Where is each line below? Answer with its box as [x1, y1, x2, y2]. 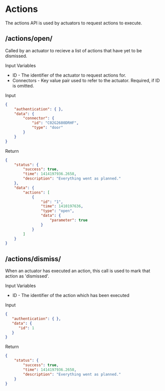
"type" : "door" [31, 125, 64, 130]
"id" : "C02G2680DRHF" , [31, 120, 79, 125]
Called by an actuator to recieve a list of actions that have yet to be [5, 47, 142, 53]
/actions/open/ [5, 34, 53, 43]
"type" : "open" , [40, 208, 75, 213]
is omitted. [12, 83, 34, 89]
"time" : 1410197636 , [40, 204, 83, 209]
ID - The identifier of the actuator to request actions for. [12, 72, 127, 78]
